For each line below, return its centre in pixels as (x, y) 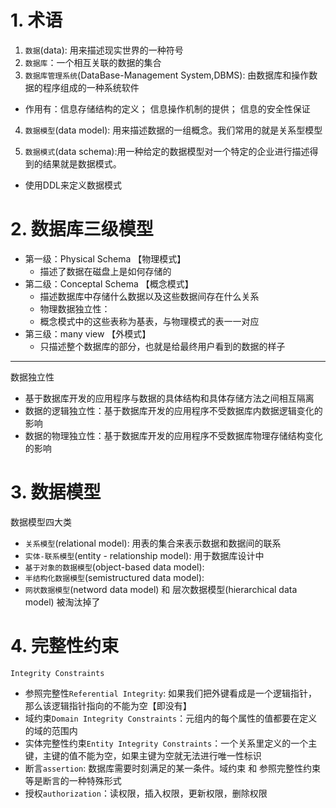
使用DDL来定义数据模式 (73, 185)
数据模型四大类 (41, 522)
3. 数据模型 (56, 492)
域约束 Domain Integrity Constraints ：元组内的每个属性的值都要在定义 (171, 718)
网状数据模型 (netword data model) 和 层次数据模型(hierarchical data (161, 589)
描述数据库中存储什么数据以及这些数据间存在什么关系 (149, 296)
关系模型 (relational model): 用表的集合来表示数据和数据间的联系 (153, 543)
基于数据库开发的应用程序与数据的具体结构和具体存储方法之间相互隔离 (169, 398)
